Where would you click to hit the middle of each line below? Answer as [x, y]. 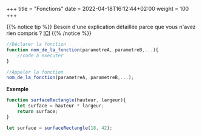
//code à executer [40, 56]
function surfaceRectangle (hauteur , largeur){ [66, 100]
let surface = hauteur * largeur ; [61, 106]
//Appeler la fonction [35, 72]
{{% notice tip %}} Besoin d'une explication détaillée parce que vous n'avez [101, 27]
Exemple [18, 89]
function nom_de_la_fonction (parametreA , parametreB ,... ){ [82, 50]
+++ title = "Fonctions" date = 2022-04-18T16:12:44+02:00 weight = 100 [98, 9]
